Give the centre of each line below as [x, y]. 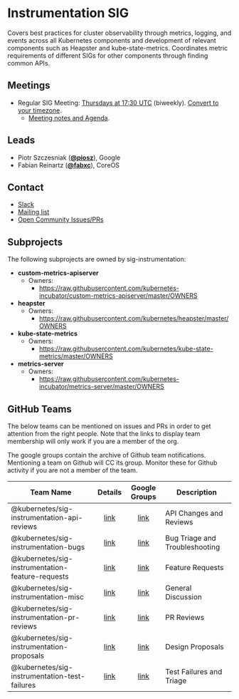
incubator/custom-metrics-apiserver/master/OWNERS [118, 296]
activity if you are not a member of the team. [73, 470]
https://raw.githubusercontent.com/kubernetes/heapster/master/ [134, 319]
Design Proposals [194, 647]
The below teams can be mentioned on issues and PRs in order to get [109, 426]
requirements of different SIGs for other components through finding [108, 56]
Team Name [51, 492]
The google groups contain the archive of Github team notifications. [107, 455]
